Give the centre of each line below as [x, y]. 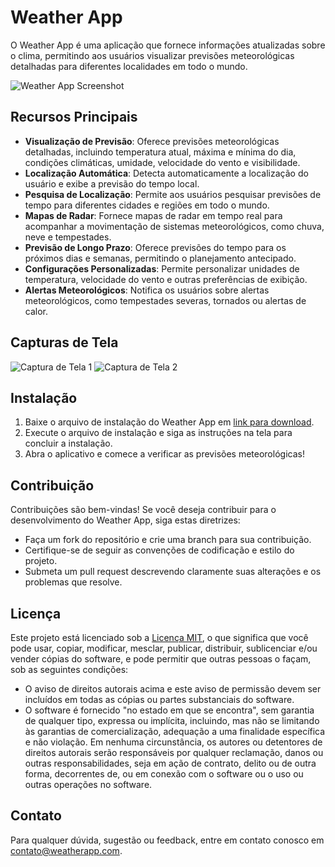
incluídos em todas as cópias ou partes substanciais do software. [159, 699]
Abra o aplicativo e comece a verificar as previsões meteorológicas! [164, 454]
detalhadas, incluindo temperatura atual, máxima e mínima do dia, [160, 152]
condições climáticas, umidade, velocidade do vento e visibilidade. [162, 162]
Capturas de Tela [64, 342]
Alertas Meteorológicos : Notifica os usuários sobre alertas [147, 290]
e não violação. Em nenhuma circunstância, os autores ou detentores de [173, 742]
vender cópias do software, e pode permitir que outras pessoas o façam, [161, 659]
